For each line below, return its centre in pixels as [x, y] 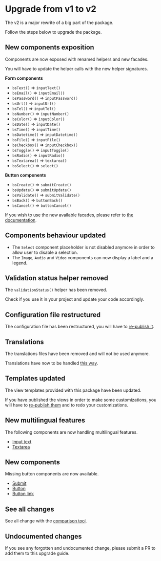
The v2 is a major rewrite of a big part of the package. [59, 22]
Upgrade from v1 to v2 [51, 9]
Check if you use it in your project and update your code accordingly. [75, 299]
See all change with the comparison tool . [46, 521]
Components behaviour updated [56, 236]
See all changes [30, 509]
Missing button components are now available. [52, 474]
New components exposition [50, 47]
